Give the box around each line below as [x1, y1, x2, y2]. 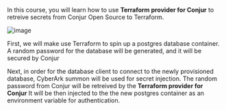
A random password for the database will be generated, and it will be [7, 47, 202, 55]
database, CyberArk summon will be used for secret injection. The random [7, 74, 218, 83]
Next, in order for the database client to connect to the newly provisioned [7, 68, 214, 75]
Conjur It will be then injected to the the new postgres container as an [7, 89, 204, 97]
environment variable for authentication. [7, 96, 121, 105]
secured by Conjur [7, 54, 60, 62]
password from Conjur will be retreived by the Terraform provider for [7, 82, 203, 90]
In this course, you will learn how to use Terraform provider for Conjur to [7, 6, 214, 14]
